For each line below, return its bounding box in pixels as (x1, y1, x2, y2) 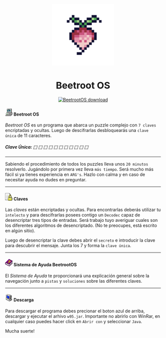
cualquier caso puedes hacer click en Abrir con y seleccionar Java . (5, 318, 142, 324)
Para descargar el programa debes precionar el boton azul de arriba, (5, 308, 145, 314)
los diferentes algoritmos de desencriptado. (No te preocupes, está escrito (5, 222, 157, 228)
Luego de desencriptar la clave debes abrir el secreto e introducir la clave (5, 237, 156, 243)
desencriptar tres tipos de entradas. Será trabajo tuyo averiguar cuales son (5, 217, 158, 223)
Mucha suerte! (5, 328, 35, 334)
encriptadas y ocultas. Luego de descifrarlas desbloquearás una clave (5, 127, 149, 133)
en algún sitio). (5, 228, 36, 234)
